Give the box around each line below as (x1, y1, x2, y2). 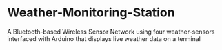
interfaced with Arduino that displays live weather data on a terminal (7, 34, 201, 42)
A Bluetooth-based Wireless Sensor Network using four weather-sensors (7, 27, 215, 36)
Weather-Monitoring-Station (7, 5, 175, 21)
